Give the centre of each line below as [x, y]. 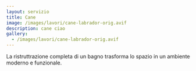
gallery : [17, 34]
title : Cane [21, 17]
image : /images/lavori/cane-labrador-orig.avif [67, 23]
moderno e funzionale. [34, 63]
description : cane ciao [36, 28]
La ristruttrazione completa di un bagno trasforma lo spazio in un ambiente [98, 56]
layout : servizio [28, 12]
